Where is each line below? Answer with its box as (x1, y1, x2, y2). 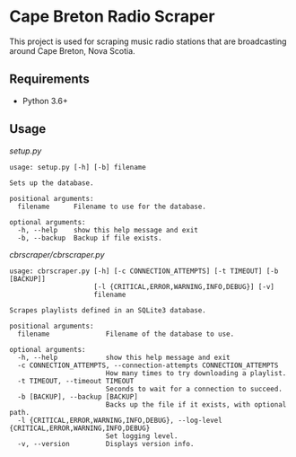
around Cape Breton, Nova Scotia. (9, 45, 136, 56)
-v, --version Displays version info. (17, 439, 195, 448)
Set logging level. (105, 431, 178, 441)
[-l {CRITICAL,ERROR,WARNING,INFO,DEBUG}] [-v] (93, 282, 275, 291)
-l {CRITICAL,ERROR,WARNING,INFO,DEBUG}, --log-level (17, 416, 222, 425)
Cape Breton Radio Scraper (9, 6, 215, 27)
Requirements (9, 72, 90, 87)
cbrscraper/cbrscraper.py (9, 249, 105, 259)
